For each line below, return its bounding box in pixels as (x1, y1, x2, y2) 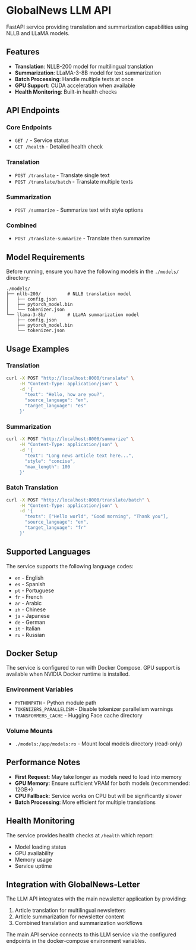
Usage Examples (6, 344, 69, 354)
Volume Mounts (6, 726, 53, 735)
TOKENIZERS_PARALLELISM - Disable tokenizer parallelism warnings (14, 705, 173, 713)
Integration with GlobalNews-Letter (6, 880, 141, 890)
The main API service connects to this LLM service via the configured (6, 931, 176, 938)
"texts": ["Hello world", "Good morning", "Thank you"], (24, 513, 169, 519)
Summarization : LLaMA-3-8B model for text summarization (14, 69, 162, 76)
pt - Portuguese (14, 587, 55, 594)
